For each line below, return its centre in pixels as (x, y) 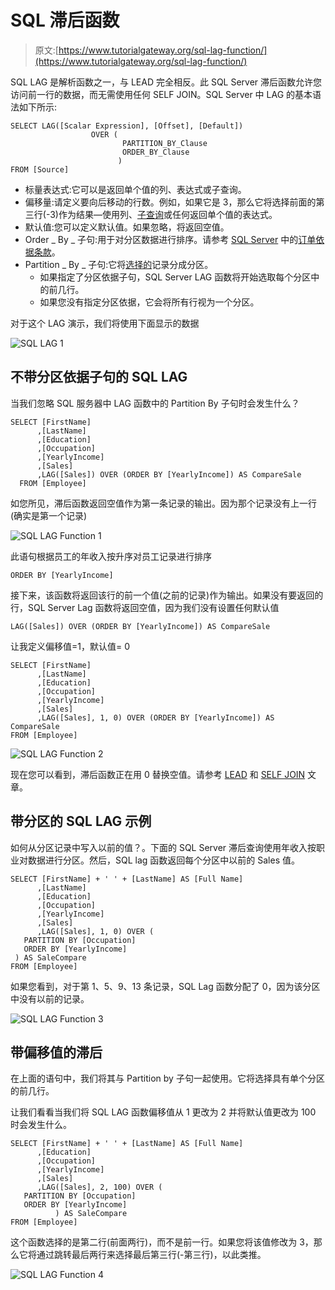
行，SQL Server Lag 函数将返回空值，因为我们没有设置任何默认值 (145, 607)
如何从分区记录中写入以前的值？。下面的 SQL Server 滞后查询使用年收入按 (163, 847)
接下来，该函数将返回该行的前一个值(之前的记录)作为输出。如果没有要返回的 (167, 595)
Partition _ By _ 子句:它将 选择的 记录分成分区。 (119, 264)
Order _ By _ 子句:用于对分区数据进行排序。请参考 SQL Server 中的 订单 (170, 239)
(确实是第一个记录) (49, 515)
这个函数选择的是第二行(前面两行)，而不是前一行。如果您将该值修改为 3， (162, 1242)
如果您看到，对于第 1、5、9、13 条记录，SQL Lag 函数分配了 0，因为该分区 (165, 986)
